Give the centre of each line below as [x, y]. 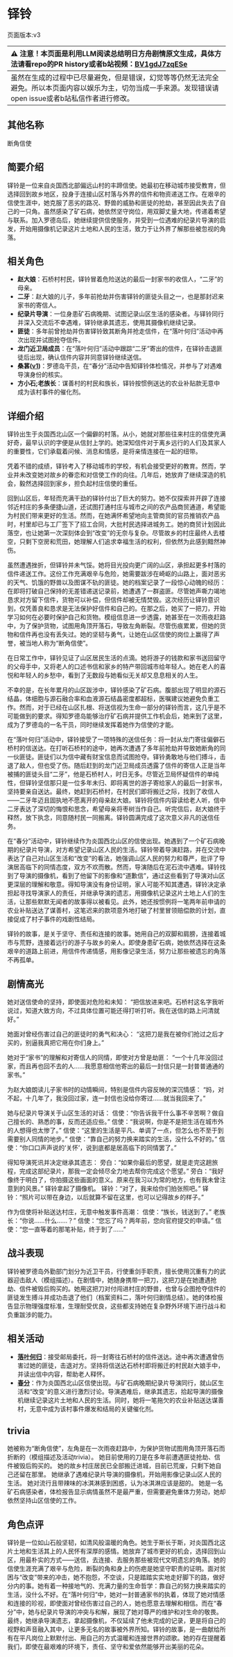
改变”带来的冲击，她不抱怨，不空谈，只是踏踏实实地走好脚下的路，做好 [123, 1577]
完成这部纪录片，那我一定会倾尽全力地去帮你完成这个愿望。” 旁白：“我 [119, 1171]
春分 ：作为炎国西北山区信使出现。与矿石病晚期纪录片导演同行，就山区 [118, 1383]
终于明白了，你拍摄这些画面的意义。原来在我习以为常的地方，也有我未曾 [116, 1180]
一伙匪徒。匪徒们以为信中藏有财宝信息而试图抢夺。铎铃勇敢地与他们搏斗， [113, 757]
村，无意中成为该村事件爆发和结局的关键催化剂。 [87, 1408]
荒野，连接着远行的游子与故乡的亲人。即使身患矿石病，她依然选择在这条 [122, 943]
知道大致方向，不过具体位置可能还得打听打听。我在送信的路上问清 [119, 1010]
